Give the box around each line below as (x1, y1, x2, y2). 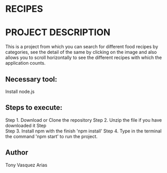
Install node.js (5, 88, 35, 94)
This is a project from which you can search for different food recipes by (5, 44, 158, 50)
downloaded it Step (5, 122, 47, 128)
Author (5, 148, 28, 157)
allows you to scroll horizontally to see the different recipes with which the (5, 54, 162, 61)
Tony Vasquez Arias (5, 162, 48, 168)
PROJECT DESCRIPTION (5, 27, 111, 39)
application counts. (5, 60, 46, 66)
